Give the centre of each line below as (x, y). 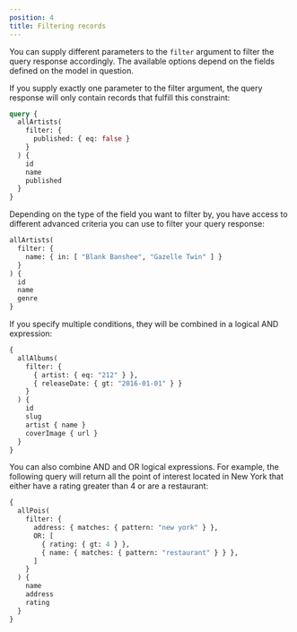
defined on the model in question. (72, 70)
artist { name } (56, 425)
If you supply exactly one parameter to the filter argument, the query (136, 88)
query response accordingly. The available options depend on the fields (142, 61)
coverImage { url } (62, 433)
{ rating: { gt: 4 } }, (86, 544)
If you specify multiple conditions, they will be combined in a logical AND (144, 324)
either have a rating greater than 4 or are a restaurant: (109, 486)
